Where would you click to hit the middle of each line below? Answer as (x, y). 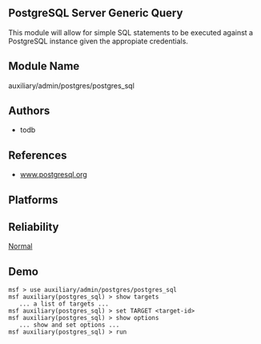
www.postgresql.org (54, 175)
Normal (20, 246)
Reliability (34, 227)
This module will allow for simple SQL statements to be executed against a (131, 32)
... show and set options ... (69, 325)
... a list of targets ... (64, 304)
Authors (29, 111)
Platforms (33, 200)
